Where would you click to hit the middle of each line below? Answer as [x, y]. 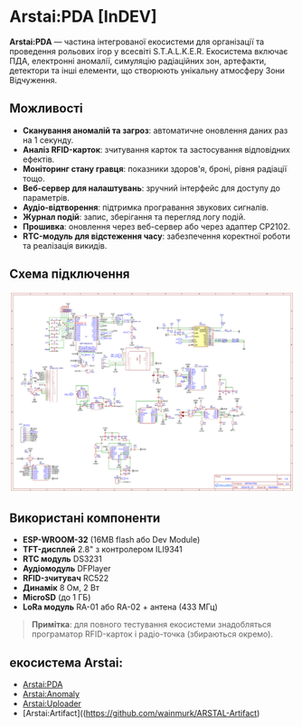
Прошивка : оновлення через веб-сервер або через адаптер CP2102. [156, 226]
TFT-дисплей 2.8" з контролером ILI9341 [102, 550]
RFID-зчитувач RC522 [66, 578]
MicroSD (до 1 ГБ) [57, 598]
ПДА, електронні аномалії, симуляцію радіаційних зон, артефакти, [138, 61]
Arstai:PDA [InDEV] [83, 17]
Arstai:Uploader [52, 703]
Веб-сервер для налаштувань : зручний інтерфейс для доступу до [151, 188]
